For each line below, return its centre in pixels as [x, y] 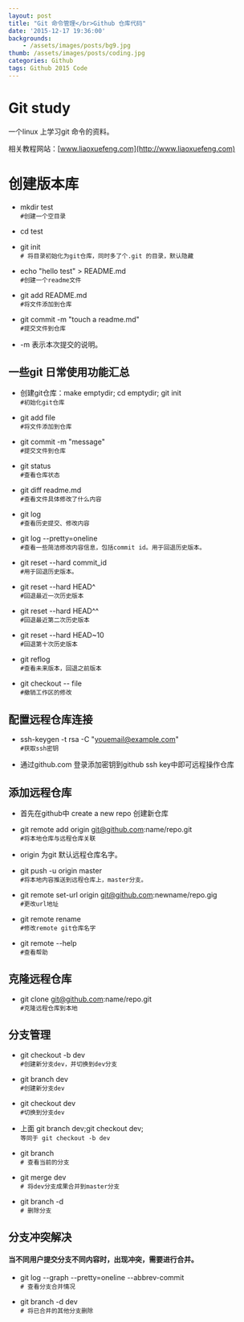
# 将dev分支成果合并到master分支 [70, 1186]
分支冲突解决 [40, 1237]
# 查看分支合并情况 [48, 1287]
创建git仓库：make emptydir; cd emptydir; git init [101, 393]
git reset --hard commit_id [63, 563]
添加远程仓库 [40, 792]
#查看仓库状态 [40, 475]
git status [35, 466]
